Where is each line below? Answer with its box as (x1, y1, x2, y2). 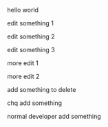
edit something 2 (7, 32, 55, 41)
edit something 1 (7, 19, 54, 27)
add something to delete (7, 86, 76, 93)
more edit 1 (7, 59, 39, 67)
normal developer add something (7, 113, 101, 120)
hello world (7, 6, 39, 14)
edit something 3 (7, 46, 55, 54)
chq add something (7, 99, 63, 107)
